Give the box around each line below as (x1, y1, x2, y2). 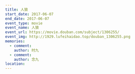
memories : (5, 39, 26, 44)
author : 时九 (14, 48, 39, 53)
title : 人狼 (5, 7, 28, 12)
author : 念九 (14, 57, 39, 62)
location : (5, 61, 26, 66)
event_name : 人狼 (5, 25, 39, 30)
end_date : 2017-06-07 (5, 16, 50, 21)
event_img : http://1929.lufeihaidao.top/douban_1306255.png (5, 35, 131, 39)
